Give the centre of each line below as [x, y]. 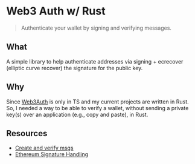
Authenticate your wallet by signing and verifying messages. [96, 28]
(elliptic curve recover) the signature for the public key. [75, 68]
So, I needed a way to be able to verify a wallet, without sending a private [97, 108]
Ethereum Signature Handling [52, 154]
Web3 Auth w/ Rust [56, 11]
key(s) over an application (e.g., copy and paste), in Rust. [77, 114]
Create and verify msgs [44, 148]
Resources [27, 133]
